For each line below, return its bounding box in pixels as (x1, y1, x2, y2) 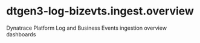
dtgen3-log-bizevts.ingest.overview (6, 4, 195, 18)
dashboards (6, 30, 36, 38)
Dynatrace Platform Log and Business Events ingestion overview (6, 24, 167, 31)
